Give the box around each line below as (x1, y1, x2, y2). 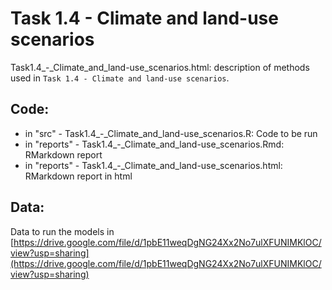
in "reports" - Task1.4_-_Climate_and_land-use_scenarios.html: (24, 159, 283, 171)
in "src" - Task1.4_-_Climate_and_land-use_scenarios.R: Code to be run (24, 127, 318, 139)
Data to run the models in (10, 225, 115, 237)
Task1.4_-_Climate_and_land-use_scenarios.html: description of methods (10, 61, 310, 73)
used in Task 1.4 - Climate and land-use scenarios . (10, 72, 230, 84)
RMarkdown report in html (24, 170, 133, 182)
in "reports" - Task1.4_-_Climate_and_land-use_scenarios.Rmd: (24, 138, 285, 150)
